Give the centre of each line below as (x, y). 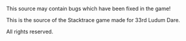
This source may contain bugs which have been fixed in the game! (88, 9)
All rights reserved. (30, 31)
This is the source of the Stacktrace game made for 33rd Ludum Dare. (93, 20)
